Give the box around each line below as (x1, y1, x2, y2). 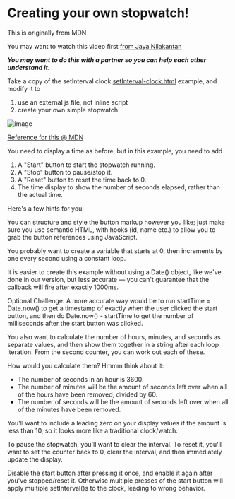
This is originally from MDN (7, 28, 87, 37)
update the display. (7, 454, 64, 464)
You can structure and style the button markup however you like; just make (7, 218, 225, 226)
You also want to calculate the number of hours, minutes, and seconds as (7, 332, 221, 341)
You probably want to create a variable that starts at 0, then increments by (7, 246, 224, 255)
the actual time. (17, 190, 64, 199)
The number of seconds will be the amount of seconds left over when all (17, 397, 229, 406)
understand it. (7, 63, 51, 71)
